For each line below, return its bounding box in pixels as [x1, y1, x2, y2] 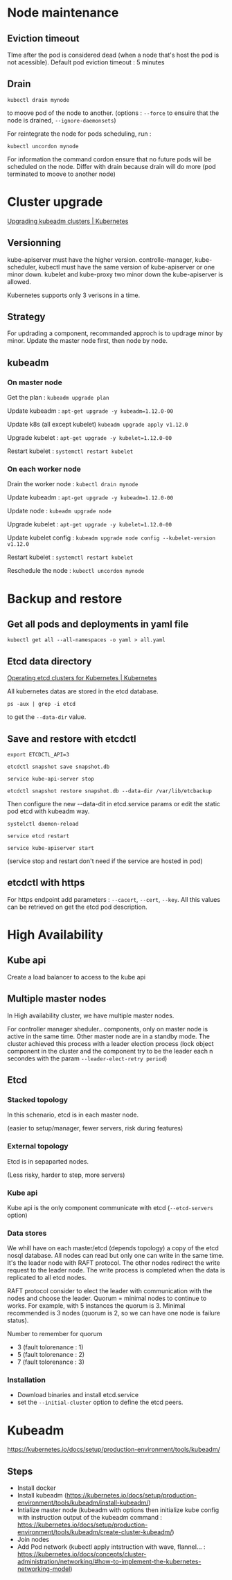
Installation [7, 1375, 46, 1385]
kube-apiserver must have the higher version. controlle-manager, [7, 255, 194, 264]
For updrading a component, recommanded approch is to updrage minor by [7, 329, 223, 337]
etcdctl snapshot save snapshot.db [7, 763, 110, 770]
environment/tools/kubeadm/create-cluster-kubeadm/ [17, 1528, 172, 1536]
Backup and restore [7, 591, 123, 607]
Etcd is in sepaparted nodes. [7, 1157, 89, 1165]
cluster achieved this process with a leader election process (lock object [7, 1039, 214, 1047]
